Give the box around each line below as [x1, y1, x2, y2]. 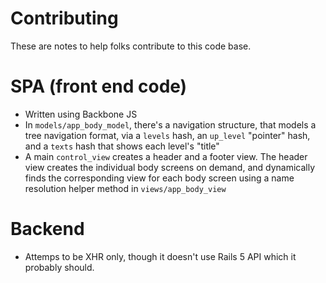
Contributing [10, 7, 119, 30]
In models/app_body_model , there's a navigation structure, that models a [24, 118, 317, 131]
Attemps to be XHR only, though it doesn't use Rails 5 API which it [24, 250, 297, 262]
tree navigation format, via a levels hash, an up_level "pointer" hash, [24, 129, 311, 141]
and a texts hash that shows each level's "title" [24, 140, 220, 152]
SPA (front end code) [10, 75, 188, 98]
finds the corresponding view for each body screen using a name [24, 172, 295, 184]
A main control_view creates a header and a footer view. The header [24, 150, 308, 162]
